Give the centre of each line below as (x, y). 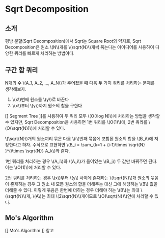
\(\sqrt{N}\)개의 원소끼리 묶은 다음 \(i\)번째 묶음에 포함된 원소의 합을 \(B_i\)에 (79, 139)
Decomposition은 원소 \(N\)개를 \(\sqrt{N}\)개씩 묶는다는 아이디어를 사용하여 (80, 47)
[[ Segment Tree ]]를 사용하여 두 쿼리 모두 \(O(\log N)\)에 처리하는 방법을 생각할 (82, 116)
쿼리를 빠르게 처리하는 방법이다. (44, 53)
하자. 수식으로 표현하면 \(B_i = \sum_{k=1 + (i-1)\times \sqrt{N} (83, 144)
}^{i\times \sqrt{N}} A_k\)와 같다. (38, 151)
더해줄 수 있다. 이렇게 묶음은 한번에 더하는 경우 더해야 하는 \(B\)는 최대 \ (74, 190)
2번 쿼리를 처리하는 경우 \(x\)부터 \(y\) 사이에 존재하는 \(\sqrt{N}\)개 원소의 (77, 178)
